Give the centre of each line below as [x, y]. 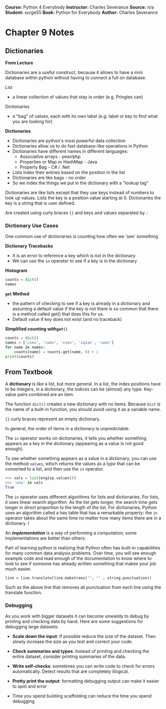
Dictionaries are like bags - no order [49, 178]
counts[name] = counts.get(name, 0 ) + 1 [56, 352]
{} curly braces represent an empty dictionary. [53, 419]
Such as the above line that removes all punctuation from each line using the [83, 587]
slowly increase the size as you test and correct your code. [72, 642]
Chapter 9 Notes [40, 33]
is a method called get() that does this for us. [58, 314]
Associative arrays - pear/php [50, 157]
